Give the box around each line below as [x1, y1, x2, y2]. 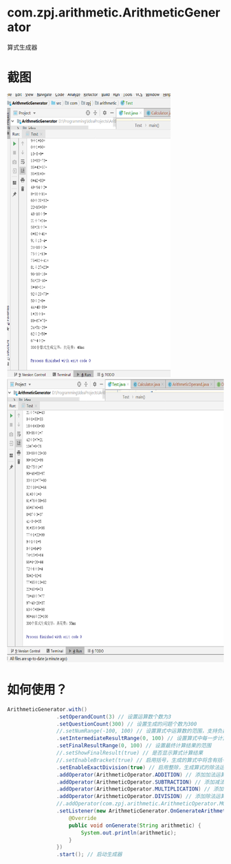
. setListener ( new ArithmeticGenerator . [56, 808, 170, 814]
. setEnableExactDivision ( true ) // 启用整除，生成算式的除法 [56, 764, 220, 771]
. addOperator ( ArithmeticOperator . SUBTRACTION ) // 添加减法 [56, 779, 225, 786]
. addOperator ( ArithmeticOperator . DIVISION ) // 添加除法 [56, 793, 216, 800]
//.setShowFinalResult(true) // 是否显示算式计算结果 [56, 750, 203, 757]
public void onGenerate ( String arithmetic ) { [68, 822, 201, 829]
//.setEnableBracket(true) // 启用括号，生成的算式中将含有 [56, 757, 218, 764]
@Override [68, 814, 97, 821]
